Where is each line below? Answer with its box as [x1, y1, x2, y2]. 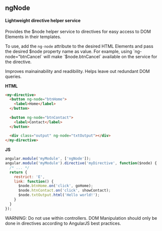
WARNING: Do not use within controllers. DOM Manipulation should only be [5, 215, 158, 221]
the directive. [5, 59, 32, 65]
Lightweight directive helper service [5, 17, 81, 23]
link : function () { [14, 179, 54, 184]
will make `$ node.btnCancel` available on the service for [43, 53, 158, 59]
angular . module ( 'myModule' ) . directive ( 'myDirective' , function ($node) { [5, 161, 157, 166]
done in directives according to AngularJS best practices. [5, 220, 121, 226]
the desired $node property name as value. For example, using [5, 48, 133, 54]
